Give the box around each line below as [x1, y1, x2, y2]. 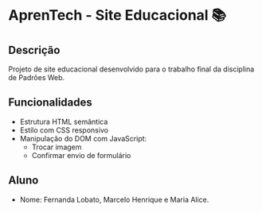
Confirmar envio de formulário [31, 150, 131, 160]
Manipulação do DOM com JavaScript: [19, 133, 147, 143]
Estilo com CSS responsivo [19, 125, 109, 135]
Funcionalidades [8, 96, 93, 110]
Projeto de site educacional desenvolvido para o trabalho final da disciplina [8, 64, 255, 74]
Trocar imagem [31, 142, 82, 152]
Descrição [8, 43, 61, 56]
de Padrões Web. [8, 73, 65, 82]
